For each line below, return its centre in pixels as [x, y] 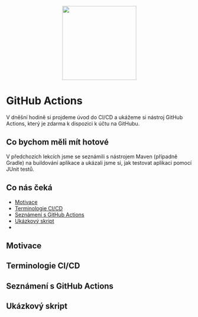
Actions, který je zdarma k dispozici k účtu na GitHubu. [73, 123]
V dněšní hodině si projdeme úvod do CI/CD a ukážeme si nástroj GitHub [95, 117]
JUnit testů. [20, 169]
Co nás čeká [29, 188]
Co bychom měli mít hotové [58, 142]
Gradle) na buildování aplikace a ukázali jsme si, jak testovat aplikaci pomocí [99, 162]
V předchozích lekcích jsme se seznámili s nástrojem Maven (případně [92, 156]
